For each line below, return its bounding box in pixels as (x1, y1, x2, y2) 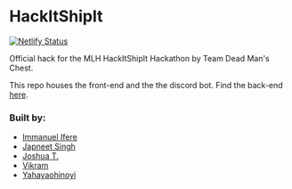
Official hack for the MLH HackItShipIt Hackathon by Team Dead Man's (9, 53, 270, 63)
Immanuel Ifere (21, 132, 77, 143)
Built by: (9, 111, 46, 124)
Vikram (21, 160, 49, 171)
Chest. (9, 62, 34, 73)
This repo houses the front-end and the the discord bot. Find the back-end (9, 79, 283, 90)
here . (9, 89, 28, 100)
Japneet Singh (21, 141, 76, 152)
